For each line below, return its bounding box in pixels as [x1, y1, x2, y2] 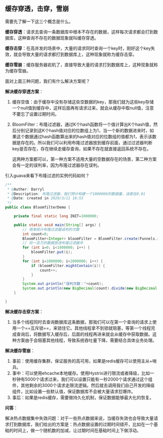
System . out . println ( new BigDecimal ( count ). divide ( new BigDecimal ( [22, 286, 160, 291]
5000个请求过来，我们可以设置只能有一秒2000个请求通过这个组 [25, 376, 153, 382]
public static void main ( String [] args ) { [14, 222, 101, 228]
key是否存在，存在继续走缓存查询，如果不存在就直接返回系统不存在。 [12, 146, 151, 152]
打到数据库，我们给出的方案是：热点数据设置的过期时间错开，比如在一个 [9, 421, 154, 427]
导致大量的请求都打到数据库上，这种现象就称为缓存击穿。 [21, 51, 137, 57]
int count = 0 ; [22, 231, 49, 236]
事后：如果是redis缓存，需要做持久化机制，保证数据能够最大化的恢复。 [12, 394, 154, 400]
